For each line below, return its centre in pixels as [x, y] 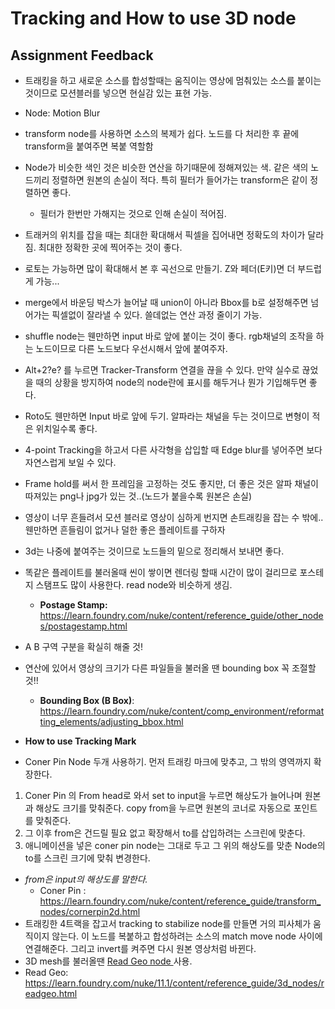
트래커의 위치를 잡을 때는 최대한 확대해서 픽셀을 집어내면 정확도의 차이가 [165, 235]
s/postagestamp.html [83, 626]
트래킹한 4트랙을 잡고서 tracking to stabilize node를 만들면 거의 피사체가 [168, 923]
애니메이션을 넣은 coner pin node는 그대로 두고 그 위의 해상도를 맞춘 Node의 [175, 845]
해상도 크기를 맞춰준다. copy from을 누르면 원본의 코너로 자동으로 [163, 808]
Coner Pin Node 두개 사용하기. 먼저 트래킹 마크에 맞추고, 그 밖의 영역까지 [168, 761]
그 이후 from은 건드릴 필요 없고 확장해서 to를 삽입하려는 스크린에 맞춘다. [165, 833]
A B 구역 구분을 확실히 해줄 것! [83, 646]
